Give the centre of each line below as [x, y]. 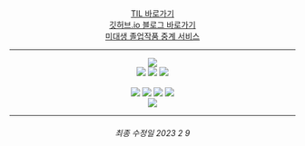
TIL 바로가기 [152, 14]
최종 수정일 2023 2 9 [152, 132]
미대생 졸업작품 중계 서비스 [152, 36]
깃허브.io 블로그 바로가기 [152, 25]
